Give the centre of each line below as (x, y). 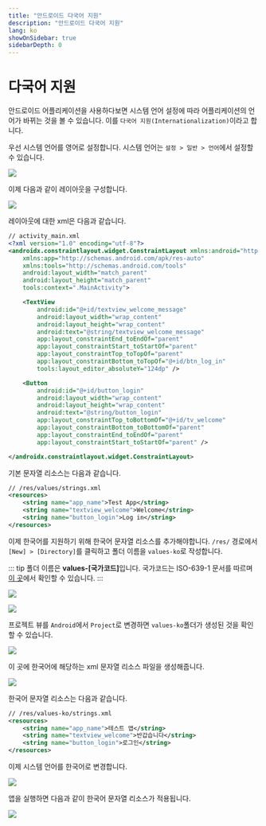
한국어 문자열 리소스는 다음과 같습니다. (68, 698)
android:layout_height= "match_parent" (87, 281)
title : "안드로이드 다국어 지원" (55, 16)
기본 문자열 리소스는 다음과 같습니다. (65, 473)
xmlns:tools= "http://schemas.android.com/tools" (105, 266)
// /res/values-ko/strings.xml (60, 713)
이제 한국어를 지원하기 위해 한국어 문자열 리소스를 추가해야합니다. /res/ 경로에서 (133, 541)
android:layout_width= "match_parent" (85, 273)
